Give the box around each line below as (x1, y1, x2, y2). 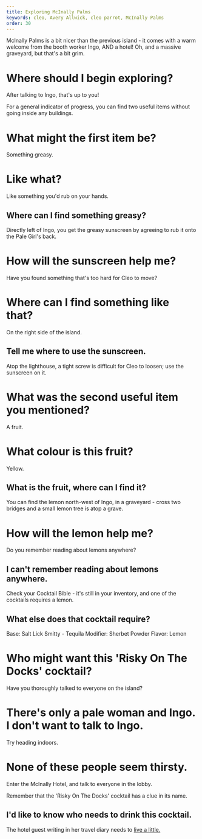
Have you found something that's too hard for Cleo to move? (6, 274, 158, 281)
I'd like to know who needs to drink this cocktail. (6, 810, 192, 820)
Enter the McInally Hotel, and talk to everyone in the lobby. (6, 780, 153, 787)
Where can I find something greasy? (6, 210, 147, 220)
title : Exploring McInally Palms (6, 9, 91, 15)
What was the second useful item (6, 390, 179, 404)
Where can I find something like (6, 296, 170, 309)
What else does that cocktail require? (6, 614, 150, 624)
